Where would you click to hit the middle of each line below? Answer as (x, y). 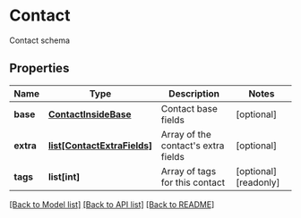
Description (194, 93)
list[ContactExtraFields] (100, 146)
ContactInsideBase (90, 114)
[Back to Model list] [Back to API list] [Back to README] (112, 204)
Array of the (186, 134)
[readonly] (258, 182)
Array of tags (189, 171)
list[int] (64, 177)
